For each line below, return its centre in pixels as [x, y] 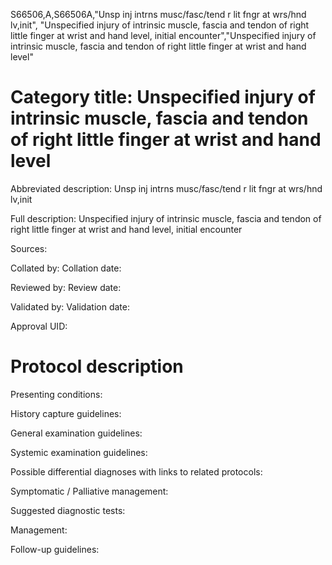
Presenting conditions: [56, 394]
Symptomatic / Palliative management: [89, 491]
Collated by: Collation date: [66, 268]
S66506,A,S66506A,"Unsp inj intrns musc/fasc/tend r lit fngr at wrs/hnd [158, 14]
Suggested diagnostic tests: [68, 510]
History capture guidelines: [66, 413]
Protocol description [97, 366]
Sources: [29, 248]
